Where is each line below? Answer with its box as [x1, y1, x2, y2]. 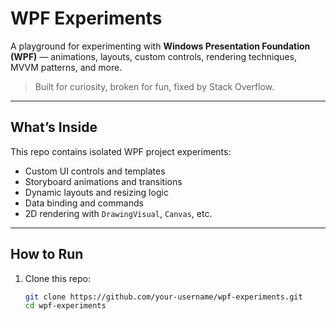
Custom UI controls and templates [24, 165, 166, 177]
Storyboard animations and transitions [24, 175, 183, 187]
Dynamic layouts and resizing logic [24, 186, 169, 198]
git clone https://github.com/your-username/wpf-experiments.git [24, 292, 303, 302]
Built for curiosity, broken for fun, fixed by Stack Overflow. [34, 80, 275, 92]
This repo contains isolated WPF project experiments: [10, 145, 232, 157]
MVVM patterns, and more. [10, 61, 123, 73]
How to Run [10, 246, 84, 263]
